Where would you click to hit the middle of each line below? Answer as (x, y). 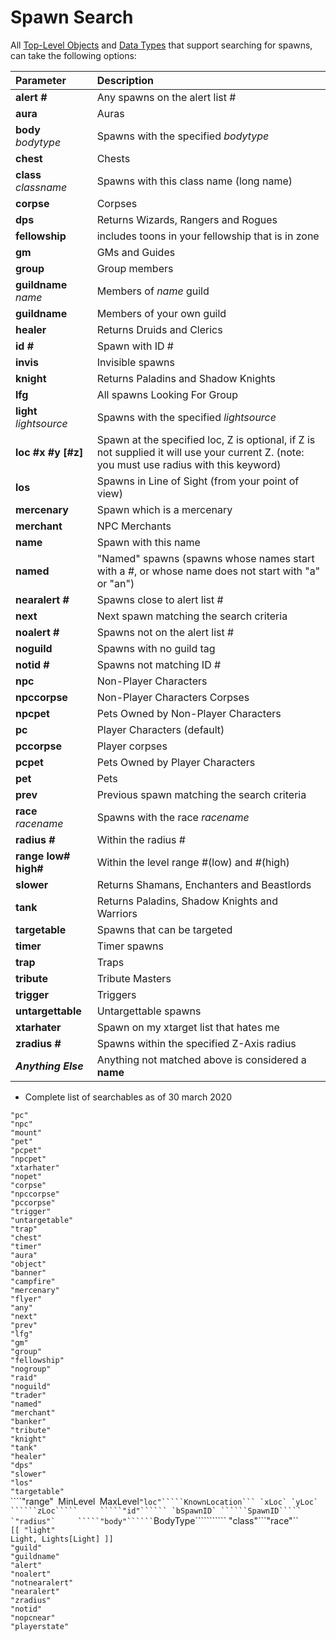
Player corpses (132, 746)
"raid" (24, 1377)
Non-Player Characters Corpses (173, 697)
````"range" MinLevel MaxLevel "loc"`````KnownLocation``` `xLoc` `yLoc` (164, 1501)
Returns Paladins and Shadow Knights (186, 378)
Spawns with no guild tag (156, 648)
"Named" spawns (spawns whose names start (205, 558)
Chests (113, 158)
